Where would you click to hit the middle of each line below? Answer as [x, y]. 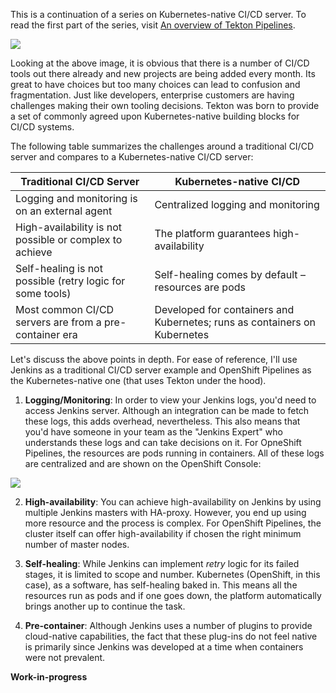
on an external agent [64, 211]
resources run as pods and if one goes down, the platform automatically [173, 595]
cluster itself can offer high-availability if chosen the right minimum [163, 533]
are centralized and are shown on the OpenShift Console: [143, 463]
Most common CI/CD [65, 309]
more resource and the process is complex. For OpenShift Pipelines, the [173, 523]
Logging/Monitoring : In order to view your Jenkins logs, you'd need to [170, 400]
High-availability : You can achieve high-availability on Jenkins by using [173, 502]
